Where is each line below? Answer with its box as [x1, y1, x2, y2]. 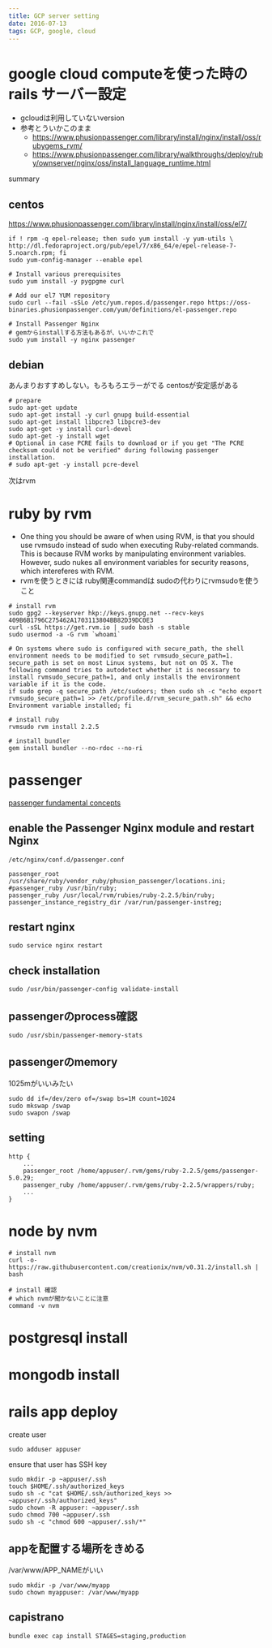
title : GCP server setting [8, 11, 100, 20]
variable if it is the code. [8, 679, 107, 688]
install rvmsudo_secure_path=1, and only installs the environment [8, 673, 241, 681]
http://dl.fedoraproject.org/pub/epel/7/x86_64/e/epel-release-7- [8, 242, 237, 250]
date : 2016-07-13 [8, 19, 67, 28]
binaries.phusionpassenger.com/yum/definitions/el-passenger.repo [8, 306, 237, 314]
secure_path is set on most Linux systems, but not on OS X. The [8, 658, 233, 667]
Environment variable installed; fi [8, 701, 132, 710]
